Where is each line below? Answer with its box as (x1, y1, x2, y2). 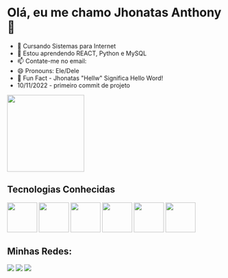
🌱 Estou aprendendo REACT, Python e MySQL (16, 49, 147, 57)
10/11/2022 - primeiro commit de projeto (16, 81, 131, 89)
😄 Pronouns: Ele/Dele (16, 66, 80, 74)
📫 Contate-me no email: (16, 57, 87, 65)
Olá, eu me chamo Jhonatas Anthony (7, 5, 222, 20)
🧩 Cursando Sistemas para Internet (16, 42, 116, 50)
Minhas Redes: (7, 246, 72, 258)
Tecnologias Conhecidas (7, 184, 115, 195)
